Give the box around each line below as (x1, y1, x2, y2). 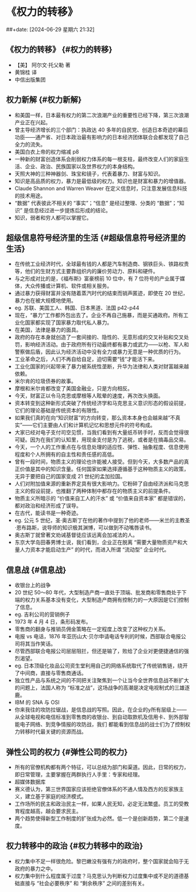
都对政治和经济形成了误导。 (14, 502, 82, 509)
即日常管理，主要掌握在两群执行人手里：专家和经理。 (14, 771, 143, 778)
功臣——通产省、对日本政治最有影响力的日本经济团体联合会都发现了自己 (14, 133, 189, 141)
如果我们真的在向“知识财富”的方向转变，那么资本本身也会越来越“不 (14, 414, 176, 421)
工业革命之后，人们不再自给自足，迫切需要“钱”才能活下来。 (14, 356, 158, 363)
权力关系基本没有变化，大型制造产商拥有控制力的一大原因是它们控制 (25, 596, 189, 604)
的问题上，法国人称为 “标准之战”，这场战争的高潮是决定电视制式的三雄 (14, 684, 185, 692)
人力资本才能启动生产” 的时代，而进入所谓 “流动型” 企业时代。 (19, 546, 170, 553)
